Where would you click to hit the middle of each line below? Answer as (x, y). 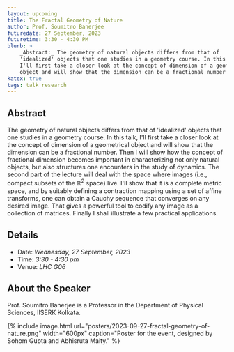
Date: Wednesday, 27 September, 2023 (74, 252)
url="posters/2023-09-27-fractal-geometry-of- (142, 326)
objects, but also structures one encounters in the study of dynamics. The (113, 167)
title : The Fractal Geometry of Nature (65, 20)
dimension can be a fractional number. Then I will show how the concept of (115, 152)
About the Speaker (49, 288)
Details (23, 235)
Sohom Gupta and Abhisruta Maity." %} (64, 341)
